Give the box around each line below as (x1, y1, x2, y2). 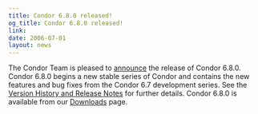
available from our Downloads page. (8, 97, 128, 107)
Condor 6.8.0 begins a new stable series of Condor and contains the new (8, 72, 250, 81)
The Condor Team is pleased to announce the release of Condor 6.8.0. (8, 63, 242, 73)
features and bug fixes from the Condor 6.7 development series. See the (8, 81, 248, 90)
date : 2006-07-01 (8, 33, 67, 42)
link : (8, 26, 26, 34)
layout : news (8, 41, 52, 49)
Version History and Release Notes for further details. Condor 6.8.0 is (8, 88, 238, 98)
